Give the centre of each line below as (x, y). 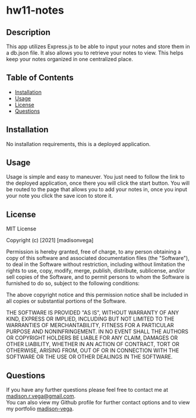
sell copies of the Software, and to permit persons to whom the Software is (98, 277)
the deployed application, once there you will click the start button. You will (98, 183)
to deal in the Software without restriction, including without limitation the (96, 264)
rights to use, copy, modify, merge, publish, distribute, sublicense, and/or (96, 271)
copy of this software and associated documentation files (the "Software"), (98, 258)
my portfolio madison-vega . (40, 409)
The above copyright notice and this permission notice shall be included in (97, 295)
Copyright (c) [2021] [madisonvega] (50, 240)
